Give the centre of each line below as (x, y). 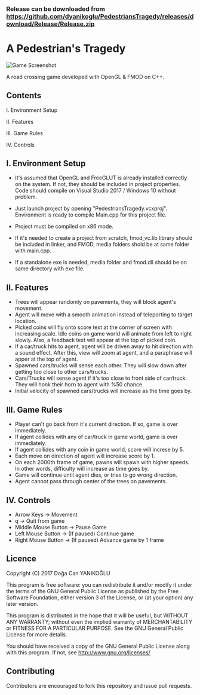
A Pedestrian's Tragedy (66, 49)
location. (26, 321)
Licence (21, 559)
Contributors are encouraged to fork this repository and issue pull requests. (99, 685)
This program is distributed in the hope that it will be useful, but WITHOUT (97, 615)
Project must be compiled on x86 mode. (64, 227)
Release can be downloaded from (56, 9)
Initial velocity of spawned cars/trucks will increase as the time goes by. (103, 391)
